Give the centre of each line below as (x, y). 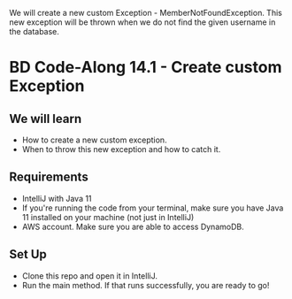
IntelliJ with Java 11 (57, 198)
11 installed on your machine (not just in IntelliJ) (108, 217)
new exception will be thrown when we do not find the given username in (142, 22)
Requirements (49, 177)
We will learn (46, 119)
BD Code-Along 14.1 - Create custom (146, 68)
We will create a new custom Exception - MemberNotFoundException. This (146, 13)
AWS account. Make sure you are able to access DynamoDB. (133, 226)
